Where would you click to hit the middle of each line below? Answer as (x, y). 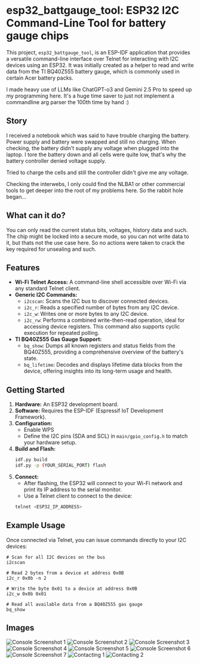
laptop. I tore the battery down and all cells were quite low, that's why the (96, 154)
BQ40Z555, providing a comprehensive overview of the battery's (104, 352)
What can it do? (36, 216)
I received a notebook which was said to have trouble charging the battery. (98, 135)
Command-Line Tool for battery (86, 23)
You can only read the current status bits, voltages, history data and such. (97, 230)
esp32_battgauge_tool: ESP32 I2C (93, 10)
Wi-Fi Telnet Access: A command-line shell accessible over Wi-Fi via (101, 282)
